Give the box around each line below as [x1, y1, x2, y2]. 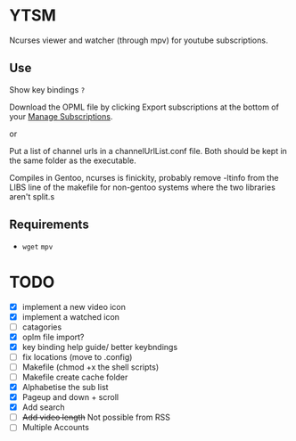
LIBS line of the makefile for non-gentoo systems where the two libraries [9, 182, 276, 192]
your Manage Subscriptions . [9, 110, 113, 121]
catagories [21, 322, 62, 332]
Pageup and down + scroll [21, 392, 119, 403]
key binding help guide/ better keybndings [21, 341, 178, 352]
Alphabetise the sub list [21, 382, 109, 392]
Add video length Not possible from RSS [21, 412, 171, 423]
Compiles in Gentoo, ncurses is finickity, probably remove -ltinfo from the [9, 172, 279, 183]
